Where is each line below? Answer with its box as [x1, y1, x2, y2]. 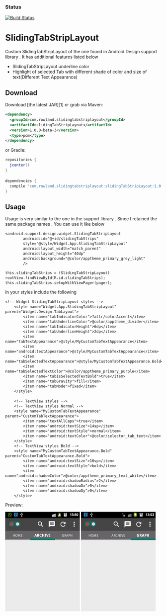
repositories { [5, 158, 37, 163]
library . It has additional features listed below [5, 54, 98, 60]
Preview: [5, 502, 23, 508]
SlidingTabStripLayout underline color [12, 64, 89, 70]
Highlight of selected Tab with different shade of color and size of [12, 69, 147, 75]
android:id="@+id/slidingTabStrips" [23, 236, 99, 242]
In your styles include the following [5, 289, 77, 295]
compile [9, 183, 26, 188]
